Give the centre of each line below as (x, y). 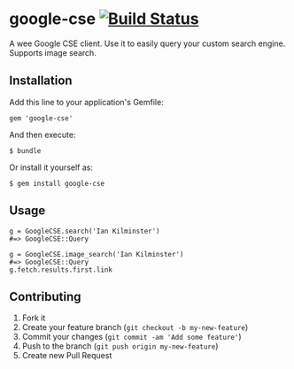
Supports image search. (53, 52)
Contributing (45, 296)
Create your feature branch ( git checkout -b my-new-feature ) (135, 327)
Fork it (34, 318)
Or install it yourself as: (51, 167)
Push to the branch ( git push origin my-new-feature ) (120, 346)
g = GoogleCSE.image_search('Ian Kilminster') (97, 254)
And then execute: (43, 135)
